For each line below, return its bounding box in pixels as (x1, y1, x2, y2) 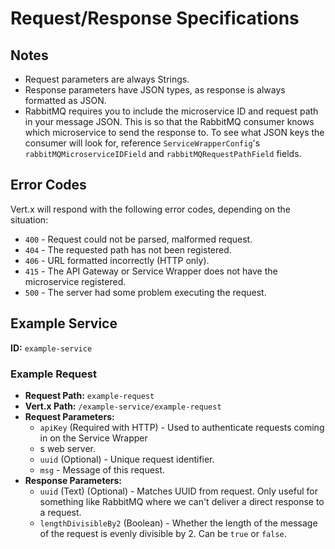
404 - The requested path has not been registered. (24, 243, 232, 256)
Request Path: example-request (24, 389, 155, 401)
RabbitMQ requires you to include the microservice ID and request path (24, 105, 319, 117)
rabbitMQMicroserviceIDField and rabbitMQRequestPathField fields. (24, 148, 302, 159)
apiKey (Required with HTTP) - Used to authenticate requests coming (39, 421, 325, 433)
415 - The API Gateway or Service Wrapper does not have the (24, 265, 278, 277)
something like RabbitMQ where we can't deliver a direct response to (39, 495, 325, 507)
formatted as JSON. (24, 95, 107, 106)
